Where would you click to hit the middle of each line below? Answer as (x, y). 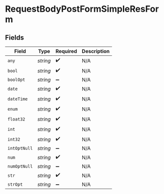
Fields (15, 37)
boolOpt (16, 80)
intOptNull (20, 148)
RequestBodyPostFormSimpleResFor (82, 9)
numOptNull (20, 166)
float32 (16, 119)
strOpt (15, 184)
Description (96, 51)
